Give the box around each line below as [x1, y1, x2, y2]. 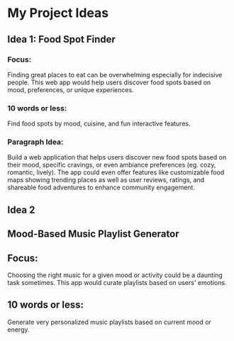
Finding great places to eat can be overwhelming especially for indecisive [7, 70, 223, 79]
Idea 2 [7, 203, 35, 216]
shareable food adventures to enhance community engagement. [7, 183, 195, 192]
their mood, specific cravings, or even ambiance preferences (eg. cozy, [7, 161, 216, 169]
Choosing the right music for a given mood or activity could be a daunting [7, 271, 223, 279]
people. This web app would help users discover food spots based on [7, 78, 211, 86]
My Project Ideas [7, 5, 108, 21]
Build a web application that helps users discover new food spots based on [7, 153, 227, 162]
